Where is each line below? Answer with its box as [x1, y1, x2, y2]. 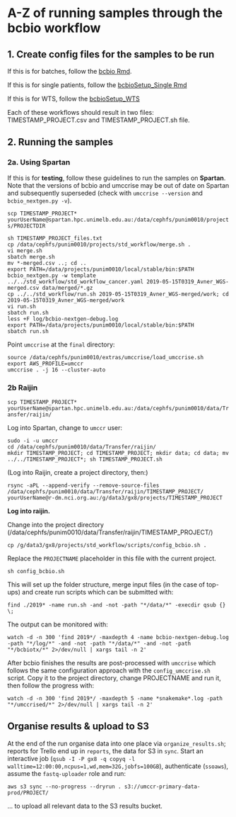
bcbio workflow [7, 20, 101, 36]
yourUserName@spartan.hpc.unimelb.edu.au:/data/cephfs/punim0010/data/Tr [7, 405, 230, 412]
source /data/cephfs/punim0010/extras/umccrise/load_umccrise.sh [7, 354, 203, 361]
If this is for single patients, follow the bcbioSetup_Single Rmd [7, 81, 187, 89]
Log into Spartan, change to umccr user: [7, 423, 122, 432]
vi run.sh [7, 303, 37, 310]
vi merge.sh [7, 247, 42, 254]
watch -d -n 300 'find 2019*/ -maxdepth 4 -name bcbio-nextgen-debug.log [7, 633, 230, 641]
